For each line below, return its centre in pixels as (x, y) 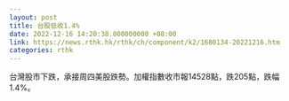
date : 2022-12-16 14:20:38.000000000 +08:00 (93, 34)
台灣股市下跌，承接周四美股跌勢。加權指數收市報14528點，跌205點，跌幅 (144, 77)
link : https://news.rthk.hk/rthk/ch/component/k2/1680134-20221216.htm (144, 42)
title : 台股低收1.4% (44, 26)
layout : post (33, 17)
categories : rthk (41, 50)
